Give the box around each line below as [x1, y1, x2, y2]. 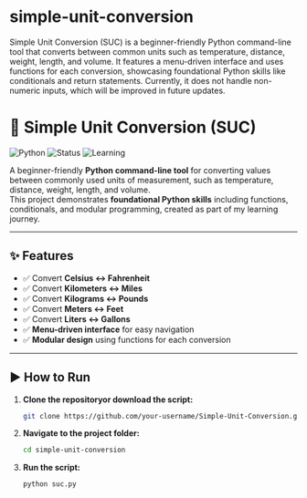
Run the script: [22, 462, 80, 473]
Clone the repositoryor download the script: [22, 394, 194, 405]
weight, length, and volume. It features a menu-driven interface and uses [9, 56, 284, 67]
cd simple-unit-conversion [22, 445, 126, 455]
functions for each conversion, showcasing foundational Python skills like [9, 66, 286, 77]
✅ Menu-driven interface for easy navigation [22, 324, 195, 335]
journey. [9, 213, 40, 224]
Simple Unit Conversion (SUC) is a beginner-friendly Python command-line [9, 36, 292, 47]
